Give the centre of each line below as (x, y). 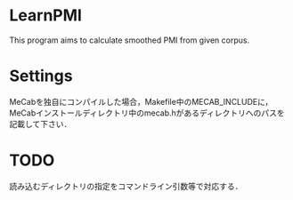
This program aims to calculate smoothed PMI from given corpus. (130, 40)
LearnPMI (46, 16)
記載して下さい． (41, 124)
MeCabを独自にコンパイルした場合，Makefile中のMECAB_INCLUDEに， (141, 101)
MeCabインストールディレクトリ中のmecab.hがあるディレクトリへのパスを (147, 113)
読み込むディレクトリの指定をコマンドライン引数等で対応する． (126, 186)
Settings (41, 76)
